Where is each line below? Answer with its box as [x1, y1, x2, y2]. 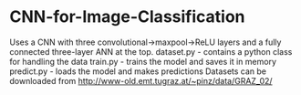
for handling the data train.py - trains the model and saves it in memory [9, 56, 276, 67]
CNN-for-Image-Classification [9, 6, 245, 27]
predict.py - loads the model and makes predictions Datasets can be [9, 66, 267, 77]
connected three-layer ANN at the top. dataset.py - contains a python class [9, 46, 293, 57]
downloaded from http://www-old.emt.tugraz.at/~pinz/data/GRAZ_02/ [9, 75, 273, 86]
